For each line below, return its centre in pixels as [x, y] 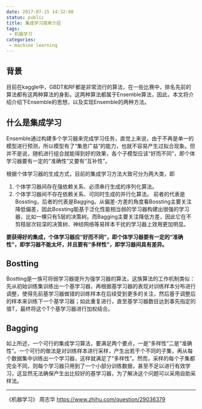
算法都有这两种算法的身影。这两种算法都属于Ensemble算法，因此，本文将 [97, 94]
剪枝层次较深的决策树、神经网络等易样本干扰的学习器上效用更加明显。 [102, 224]
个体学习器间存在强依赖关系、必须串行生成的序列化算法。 [86, 186]
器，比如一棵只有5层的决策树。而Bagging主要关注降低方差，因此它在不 [103, 217]
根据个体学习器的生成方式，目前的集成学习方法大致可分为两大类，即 [90, 174]
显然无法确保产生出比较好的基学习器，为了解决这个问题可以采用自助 [106, 374]
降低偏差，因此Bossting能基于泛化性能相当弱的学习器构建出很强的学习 [102, 209]
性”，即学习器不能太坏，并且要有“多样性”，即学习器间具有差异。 [87, 244]
